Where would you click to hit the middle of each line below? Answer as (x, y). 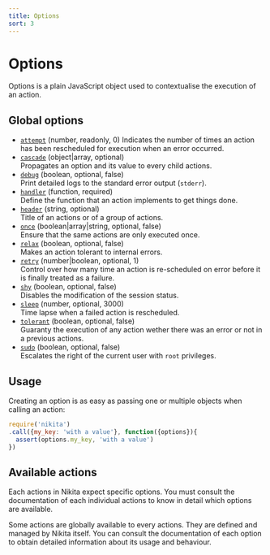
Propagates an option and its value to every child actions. (116, 166)
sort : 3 (21, 24)
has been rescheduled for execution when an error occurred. (122, 149)
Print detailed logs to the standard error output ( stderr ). (113, 183)
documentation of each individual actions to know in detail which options (130, 501)
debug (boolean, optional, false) (72, 175)
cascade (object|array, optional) (72, 157)
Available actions (53, 472)
